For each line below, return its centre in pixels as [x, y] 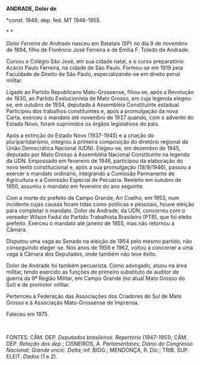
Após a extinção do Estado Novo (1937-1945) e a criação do [80, 135]
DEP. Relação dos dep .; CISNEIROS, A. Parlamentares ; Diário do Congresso [99, 344]
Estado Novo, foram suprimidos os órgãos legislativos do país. [83, 124]
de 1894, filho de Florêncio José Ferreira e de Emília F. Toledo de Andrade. [98, 50]
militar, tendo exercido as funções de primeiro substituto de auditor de [93, 272]
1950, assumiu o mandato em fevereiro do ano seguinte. [75, 186]
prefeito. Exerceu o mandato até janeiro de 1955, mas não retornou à [90, 223]
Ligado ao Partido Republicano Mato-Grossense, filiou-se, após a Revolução [100, 92]
